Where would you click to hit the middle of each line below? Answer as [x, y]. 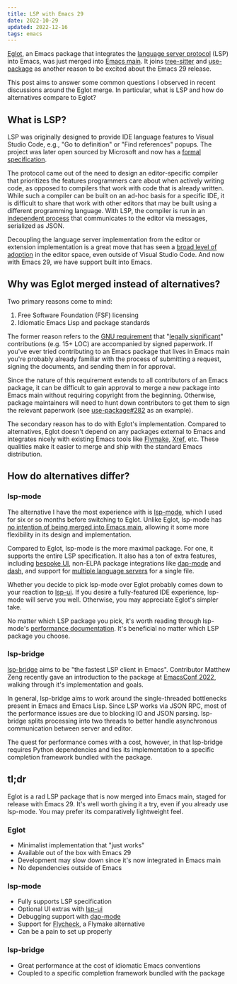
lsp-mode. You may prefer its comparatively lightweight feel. [96, 811]
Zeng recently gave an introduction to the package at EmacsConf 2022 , [112, 677]
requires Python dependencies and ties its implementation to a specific [111, 749]
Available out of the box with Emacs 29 [74, 852]
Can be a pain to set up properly [64, 932]
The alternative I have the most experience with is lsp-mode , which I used [115, 512]
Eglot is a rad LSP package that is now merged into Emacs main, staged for [117, 796]
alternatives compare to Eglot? [52, 98]
